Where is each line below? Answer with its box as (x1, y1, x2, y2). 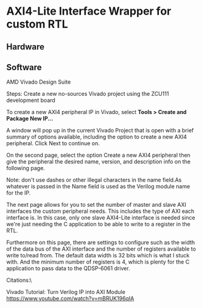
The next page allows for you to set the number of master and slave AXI (6, 201, 187, 209)
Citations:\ (6, 276, 32, 284)
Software (6, 62, 42, 73)
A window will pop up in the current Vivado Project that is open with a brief (6, 127, 194, 134)
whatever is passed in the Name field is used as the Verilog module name (6, 183, 190, 190)
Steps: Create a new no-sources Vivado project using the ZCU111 (6, 90, 169, 98)
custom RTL (6, 17, 68, 31)
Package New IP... (6, 115, 54, 123)
